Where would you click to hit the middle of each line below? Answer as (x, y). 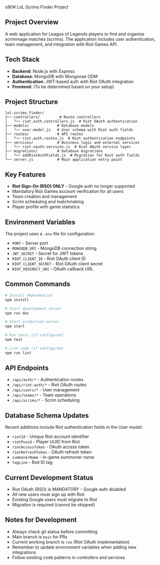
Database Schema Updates (47, 415)
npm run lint (18, 353)
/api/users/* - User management (46, 390)
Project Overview (32, 22)
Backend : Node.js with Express (43, 71)
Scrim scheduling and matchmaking (48, 202)
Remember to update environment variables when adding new (74, 547)
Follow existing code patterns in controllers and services (68, 557)
